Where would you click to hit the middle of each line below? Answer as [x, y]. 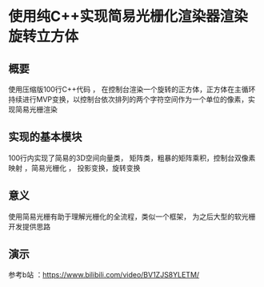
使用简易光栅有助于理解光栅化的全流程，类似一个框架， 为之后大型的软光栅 [132, 216]
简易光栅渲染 [36, 109]
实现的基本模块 [45, 137]
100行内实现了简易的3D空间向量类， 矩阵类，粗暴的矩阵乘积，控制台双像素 [132, 158]
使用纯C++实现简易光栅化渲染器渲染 [128, 16]
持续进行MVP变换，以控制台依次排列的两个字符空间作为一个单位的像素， [128, 99]
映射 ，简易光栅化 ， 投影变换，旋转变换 [74, 168]
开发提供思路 [29, 226]
